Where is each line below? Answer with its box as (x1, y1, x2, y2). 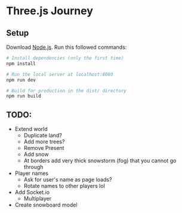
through (23, 164, 44, 171)
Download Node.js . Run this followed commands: (6, 43, 127, 51)
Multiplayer (23, 195, 52, 202)
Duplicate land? (23, 132, 63, 139)
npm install (6, 61, 36, 67)
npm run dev (6, 77, 36, 83)
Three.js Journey (6, 4, 94, 18)
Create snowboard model (14, 201, 78, 209)
